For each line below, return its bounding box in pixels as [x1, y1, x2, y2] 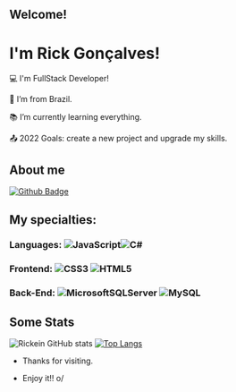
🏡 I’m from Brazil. [9, 94, 73, 105]
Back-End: [9, 286, 56, 299]
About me [9, 162, 65, 177]
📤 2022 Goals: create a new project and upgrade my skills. [9, 133, 228, 144]
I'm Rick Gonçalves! [9, 43, 161, 64]
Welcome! [9, 7, 67, 22]
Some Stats [9, 314, 75, 329]
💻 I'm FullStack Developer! [9, 73, 109, 84]
